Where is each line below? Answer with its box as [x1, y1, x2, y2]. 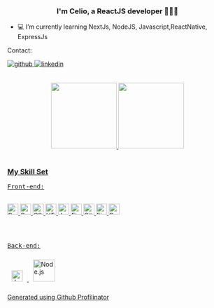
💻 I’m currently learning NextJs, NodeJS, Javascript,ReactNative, [17, 22, 208, 31]
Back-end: [7, 241, 41, 250]
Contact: [7, 46, 33, 55]
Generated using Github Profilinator [7, 293, 110, 302]
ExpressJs [17, 33, 48, 41]
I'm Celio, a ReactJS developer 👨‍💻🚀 [57, 6, 178, 16]
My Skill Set [7, 167, 48, 176]
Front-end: [7, 182, 45, 190]
